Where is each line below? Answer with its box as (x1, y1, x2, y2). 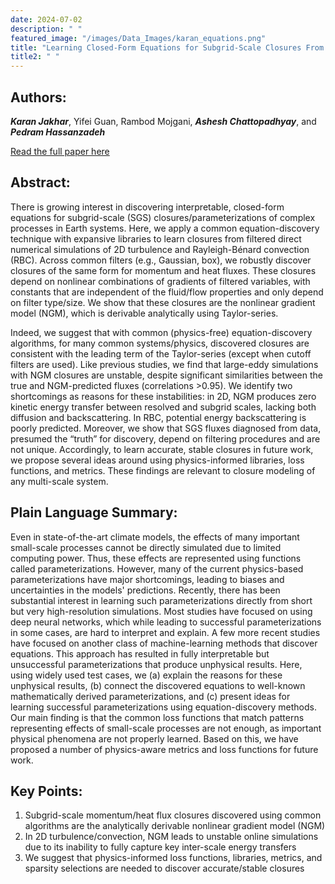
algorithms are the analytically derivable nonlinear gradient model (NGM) (24, 820, 326, 832)
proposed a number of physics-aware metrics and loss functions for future (10, 743, 319, 755)
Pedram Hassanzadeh (10, 126, 106, 138)
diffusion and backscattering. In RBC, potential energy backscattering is (10, 411, 307, 423)
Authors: (10, 89, 67, 106)
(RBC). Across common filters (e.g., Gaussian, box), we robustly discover (10, 254, 312, 266)
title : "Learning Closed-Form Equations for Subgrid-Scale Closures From (10, 42, 325, 53)
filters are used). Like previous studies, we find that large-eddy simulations (10, 358, 319, 370)
